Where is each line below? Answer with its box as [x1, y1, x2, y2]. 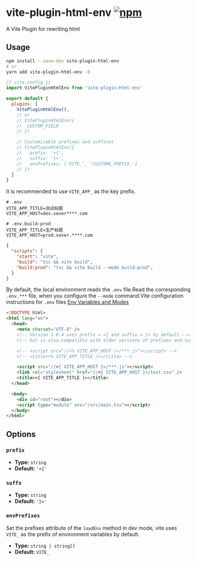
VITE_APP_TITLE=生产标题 [6, 227, 63, 233]
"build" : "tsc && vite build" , [16, 259, 93, 265]
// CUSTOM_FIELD [16, 123, 59, 129]
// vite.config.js [6, 79, 51, 85]
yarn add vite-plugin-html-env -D [6, 69, 91, 75]
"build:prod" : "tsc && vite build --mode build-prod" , [16, 265, 154, 271]
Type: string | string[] [14, 542, 76, 549]
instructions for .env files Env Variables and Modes [6, 299, 129, 306]
